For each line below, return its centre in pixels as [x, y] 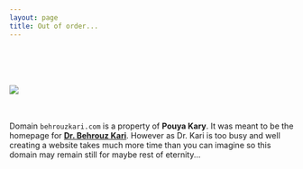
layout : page [34, 18]
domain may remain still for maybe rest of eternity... [105, 155]
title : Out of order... [54, 26]
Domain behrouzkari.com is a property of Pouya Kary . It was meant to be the [151, 126]
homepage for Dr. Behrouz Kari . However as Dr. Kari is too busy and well [145, 135]
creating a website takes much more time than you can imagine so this [140, 145]
